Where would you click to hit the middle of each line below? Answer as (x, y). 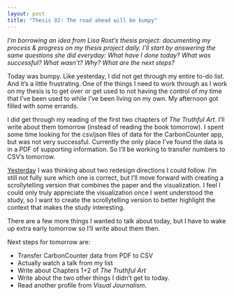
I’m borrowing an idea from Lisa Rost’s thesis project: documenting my (109, 40)
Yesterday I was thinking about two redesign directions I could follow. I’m (112, 170)
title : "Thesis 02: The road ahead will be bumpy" (82, 20)
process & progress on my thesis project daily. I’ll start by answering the (111, 48)
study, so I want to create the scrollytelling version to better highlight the (111, 199)
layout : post (26, 14)
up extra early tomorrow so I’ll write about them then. (84, 228)
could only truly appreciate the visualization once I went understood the (110, 192)
